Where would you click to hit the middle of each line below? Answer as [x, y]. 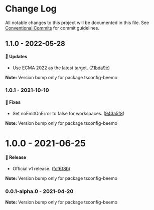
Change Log [31, 9]
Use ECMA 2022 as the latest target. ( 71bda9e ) [61, 68]
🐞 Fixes [13, 102]
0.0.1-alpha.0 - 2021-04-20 [39, 191]
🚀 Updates [16, 56]
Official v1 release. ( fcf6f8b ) [41, 169]
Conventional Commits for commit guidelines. [52, 28]
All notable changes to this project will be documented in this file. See [77, 23]
